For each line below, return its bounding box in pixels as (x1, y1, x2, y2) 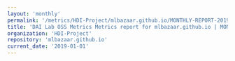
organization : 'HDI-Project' (7, 29, 92, 37)
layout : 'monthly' (7, 10, 61, 18)
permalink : (7, 17, 39, 24)
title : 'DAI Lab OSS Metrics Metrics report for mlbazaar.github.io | (7, 23, 218, 30)
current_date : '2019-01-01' (7, 43, 90, 50)
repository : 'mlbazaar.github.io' (7, 36, 108, 43)
